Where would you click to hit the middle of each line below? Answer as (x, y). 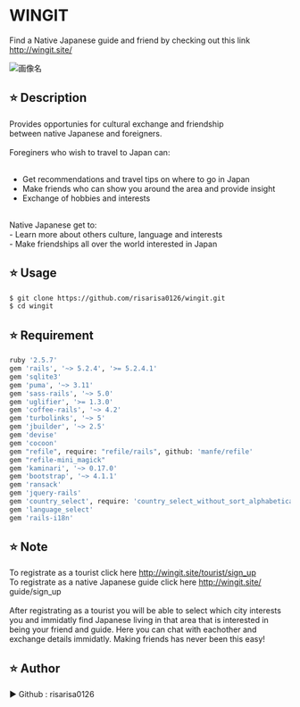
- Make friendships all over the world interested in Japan (113, 244)
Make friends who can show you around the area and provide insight (149, 188)
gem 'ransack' (36, 485)
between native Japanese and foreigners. (86, 133)
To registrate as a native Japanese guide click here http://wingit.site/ (135, 582)
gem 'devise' (33, 435)
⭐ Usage (33, 273)
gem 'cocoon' (33, 443)
